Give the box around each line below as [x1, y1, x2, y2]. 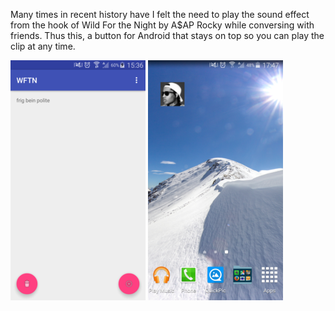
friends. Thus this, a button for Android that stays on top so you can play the [10, 30, 325, 41]
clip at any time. [10, 40, 76, 52]
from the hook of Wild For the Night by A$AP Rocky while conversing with [10, 19, 315, 31]
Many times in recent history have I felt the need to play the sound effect [10, 9, 310, 20]
